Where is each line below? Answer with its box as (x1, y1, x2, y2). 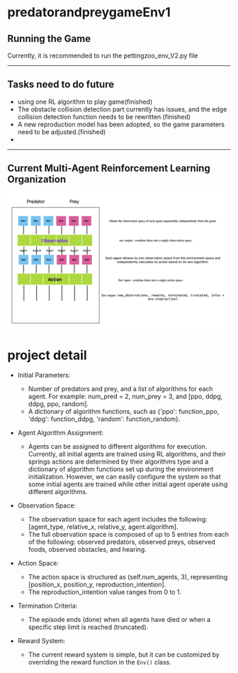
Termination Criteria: (17, 601, 78, 610)
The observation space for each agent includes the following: (28, 515, 208, 523)
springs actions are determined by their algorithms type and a (28, 457, 209, 466)
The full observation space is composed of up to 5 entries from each (28, 530, 229, 538)
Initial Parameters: (17, 371, 71, 379)
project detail (7, 347, 87, 363)
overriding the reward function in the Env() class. (28, 657, 171, 666)
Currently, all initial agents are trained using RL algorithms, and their (28, 449, 227, 458)
